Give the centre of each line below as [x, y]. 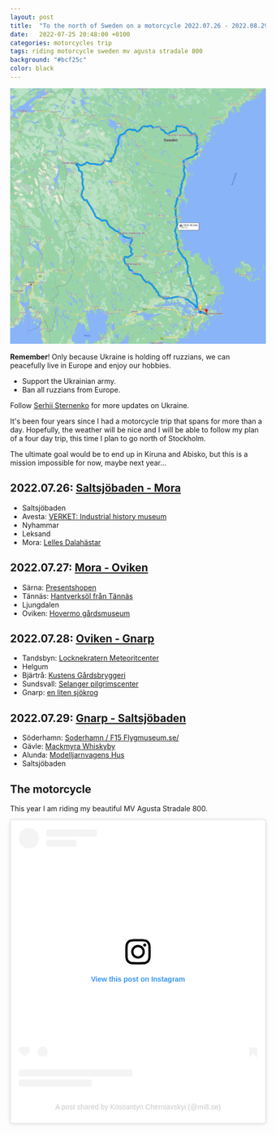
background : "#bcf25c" [48, 60]
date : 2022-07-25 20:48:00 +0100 [70, 34]
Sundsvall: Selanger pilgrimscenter [80, 684]
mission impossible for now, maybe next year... [88, 462]
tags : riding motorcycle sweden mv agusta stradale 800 [106, 52]
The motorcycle [51, 789]
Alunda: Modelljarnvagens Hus [73, 755]
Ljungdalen [41, 604]
